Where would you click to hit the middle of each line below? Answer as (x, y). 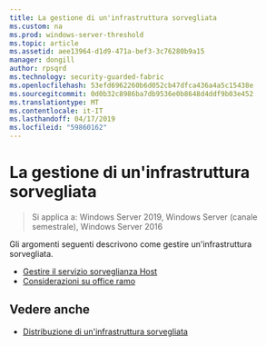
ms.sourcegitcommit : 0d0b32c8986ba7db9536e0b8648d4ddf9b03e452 (132, 94)
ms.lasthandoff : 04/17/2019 (63, 119)
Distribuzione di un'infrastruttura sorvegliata (105, 331)
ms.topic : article (44, 43)
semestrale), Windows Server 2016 (97, 226)
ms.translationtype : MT (54, 102)
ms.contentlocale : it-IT (56, 111)
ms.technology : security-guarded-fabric (87, 77)
